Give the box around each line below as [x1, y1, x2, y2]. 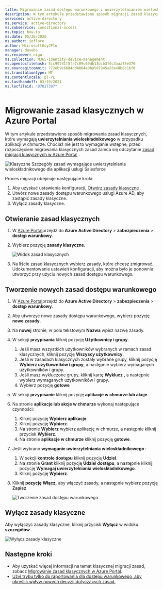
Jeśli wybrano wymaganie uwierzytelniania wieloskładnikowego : [12, 446, 147, 452]
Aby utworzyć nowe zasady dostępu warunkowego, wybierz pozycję [12, 313, 150, 319]
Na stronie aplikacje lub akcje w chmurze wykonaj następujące [12, 401, 140, 407]
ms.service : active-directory [5, 20, 66, 26]
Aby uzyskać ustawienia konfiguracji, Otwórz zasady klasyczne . [12, 185, 142, 191]
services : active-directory [5, 16, 62, 21]
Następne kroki [5, 550, 52, 558]
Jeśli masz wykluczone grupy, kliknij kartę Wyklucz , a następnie [19, 372, 150, 378]
